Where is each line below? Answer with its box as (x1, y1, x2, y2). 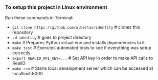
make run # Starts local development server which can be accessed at (12, 65, 153, 71)
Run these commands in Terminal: (5, 15, 74, 21)
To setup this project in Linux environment (5, 4, 108, 11)
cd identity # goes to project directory (12, 34, 91, 40)
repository (12, 30, 33, 35)
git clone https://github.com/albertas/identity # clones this (12, 24, 140, 30)
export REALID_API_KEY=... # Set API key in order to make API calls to (12, 55, 153, 61)
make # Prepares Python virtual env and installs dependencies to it (12, 40, 145, 46)
